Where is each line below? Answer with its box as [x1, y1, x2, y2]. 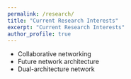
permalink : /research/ [7, 10, 74, 18]
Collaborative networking [17, 50, 92, 58]
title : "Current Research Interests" [7, 17, 119, 24]
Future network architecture [17, 58, 100, 66]
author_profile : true [7, 30, 72, 38]
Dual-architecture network [17, 65, 96, 73]
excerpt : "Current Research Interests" [7, 23, 125, 31]
